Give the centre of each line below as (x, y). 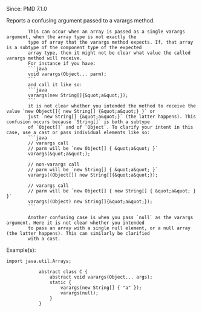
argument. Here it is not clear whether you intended (76, 223)
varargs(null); (79, 293)
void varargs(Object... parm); (67, 74)
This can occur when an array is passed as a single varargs (107, 32)
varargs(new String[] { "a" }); (101, 288)
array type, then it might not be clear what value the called (109, 53)
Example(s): (21, 250)
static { (60, 282)
